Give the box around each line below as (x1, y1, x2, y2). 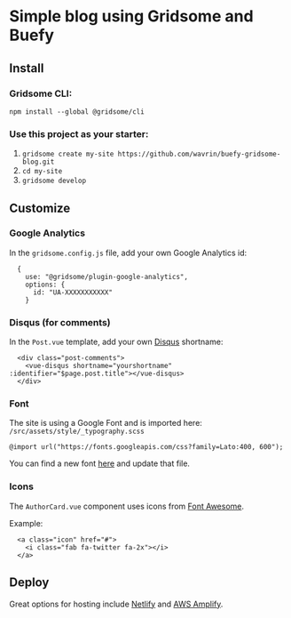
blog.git (21, 157, 55, 166)
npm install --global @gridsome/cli (9, 107, 145, 116)
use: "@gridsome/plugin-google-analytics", (25, 272, 189, 281)
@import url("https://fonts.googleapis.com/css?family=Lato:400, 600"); (9, 443, 284, 452)
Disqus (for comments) (9, 316, 111, 328)
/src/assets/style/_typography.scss (9, 427, 145, 437)
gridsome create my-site (21, 149, 114, 159)
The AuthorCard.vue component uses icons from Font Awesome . (9, 501, 245, 511)
